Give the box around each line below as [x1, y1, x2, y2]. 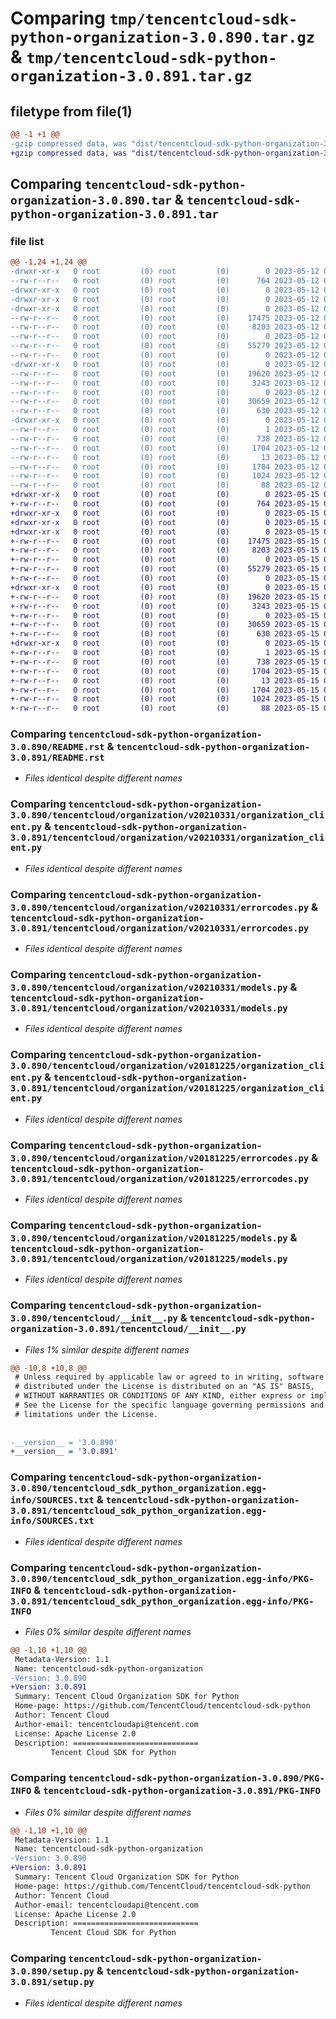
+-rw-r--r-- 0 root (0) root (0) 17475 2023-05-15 [10, 536, 320, 546]
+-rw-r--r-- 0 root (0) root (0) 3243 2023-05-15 [10, 601, 320, 611]
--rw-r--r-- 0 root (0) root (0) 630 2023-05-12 [10, 406, 320, 416]
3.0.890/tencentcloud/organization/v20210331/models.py [10, 982, 288, 993]
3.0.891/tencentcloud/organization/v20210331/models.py [10, 1003, 288, 1014]
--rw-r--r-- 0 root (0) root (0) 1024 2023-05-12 [10, 471, 320, 481]
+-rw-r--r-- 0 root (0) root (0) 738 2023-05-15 [10, 657, 320, 667]
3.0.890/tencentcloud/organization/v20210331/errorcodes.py [10, 902, 310, 913]
